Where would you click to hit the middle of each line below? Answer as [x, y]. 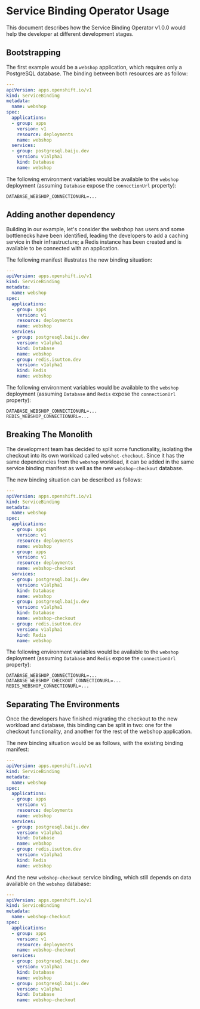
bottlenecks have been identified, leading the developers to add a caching [98, 235]
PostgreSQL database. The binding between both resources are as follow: [97, 73]
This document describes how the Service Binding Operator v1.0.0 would [96, 27]
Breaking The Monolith [50, 435]
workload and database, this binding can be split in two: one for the [89, 725]
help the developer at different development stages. [70, 33]
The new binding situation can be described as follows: [74, 480]
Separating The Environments [63, 704]
